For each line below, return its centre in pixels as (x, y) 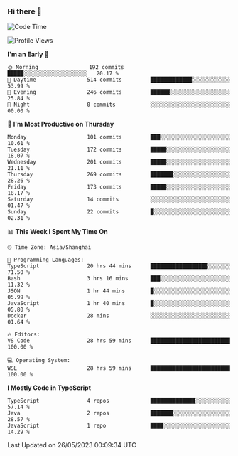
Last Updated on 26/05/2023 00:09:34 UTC (72, 445)
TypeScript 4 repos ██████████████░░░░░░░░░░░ (119, 401)
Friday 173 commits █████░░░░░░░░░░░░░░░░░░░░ (119, 187)
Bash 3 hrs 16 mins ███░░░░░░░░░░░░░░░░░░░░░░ (119, 279)
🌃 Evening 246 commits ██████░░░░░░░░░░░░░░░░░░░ (119, 92)
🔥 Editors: (24, 335)
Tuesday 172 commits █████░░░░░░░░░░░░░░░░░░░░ (119, 150)
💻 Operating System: (39, 361)
